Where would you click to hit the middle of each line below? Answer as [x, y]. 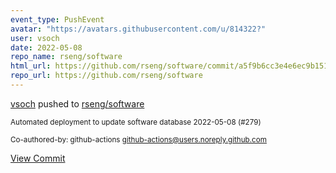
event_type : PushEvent [57, 19]
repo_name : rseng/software [66, 57]
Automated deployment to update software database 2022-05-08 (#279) [136, 122]
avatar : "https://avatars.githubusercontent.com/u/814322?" [138, 29]
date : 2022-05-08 [46, 47]
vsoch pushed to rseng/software [77, 103]
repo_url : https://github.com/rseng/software [106, 76]
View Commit [38, 158]
